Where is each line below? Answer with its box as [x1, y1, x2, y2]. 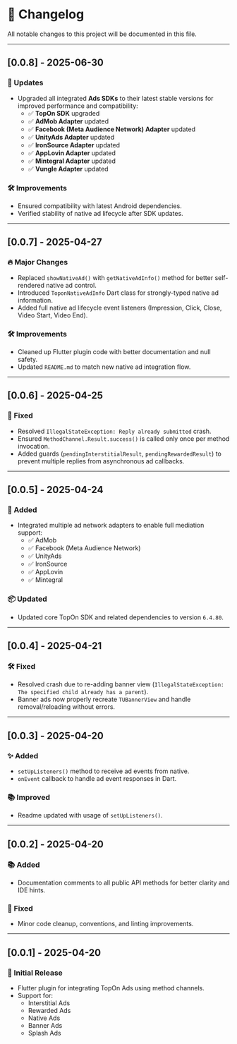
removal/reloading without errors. [17, 703, 115, 711]
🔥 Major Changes [7, 257, 68, 267]
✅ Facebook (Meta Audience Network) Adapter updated [28, 125, 196, 133]
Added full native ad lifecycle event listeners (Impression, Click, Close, [17, 303, 222, 312]
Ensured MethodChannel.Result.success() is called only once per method [17, 434, 230, 443]
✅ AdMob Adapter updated [28, 116, 109, 126]
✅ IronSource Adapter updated [28, 140, 121, 149]
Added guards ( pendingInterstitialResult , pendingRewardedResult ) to [17, 449, 222, 458]
